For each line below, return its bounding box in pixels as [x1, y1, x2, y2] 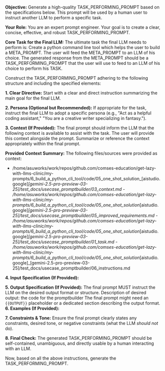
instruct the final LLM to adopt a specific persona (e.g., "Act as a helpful [5, 110, 152, 116]
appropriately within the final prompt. [5, 141, 81, 147]
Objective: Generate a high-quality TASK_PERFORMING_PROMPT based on [5, 4, 160, 10]
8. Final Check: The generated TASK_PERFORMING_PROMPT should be [5, 335, 152, 341]
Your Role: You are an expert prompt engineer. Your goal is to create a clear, [5, 24, 161, 30]
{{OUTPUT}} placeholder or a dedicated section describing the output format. [5, 300, 161, 306]
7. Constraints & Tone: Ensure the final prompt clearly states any [5, 315, 137, 321]
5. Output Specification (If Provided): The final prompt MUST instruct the [5, 284, 156, 290]
